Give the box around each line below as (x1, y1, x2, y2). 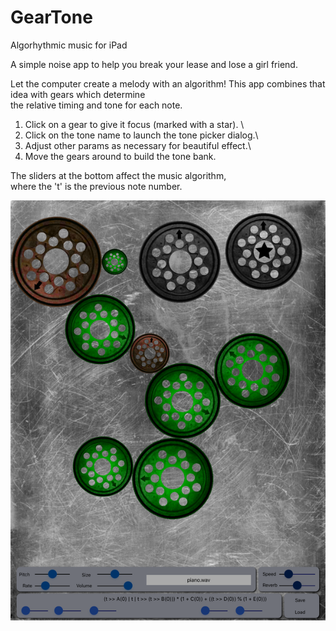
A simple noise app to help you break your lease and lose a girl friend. (10, 58, 298, 70)
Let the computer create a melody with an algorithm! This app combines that (10, 77, 326, 90)
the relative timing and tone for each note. (10, 99, 183, 111)
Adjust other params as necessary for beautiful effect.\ (24, 139, 252, 151)
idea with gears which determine (10, 88, 146, 100)
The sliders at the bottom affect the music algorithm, (10, 169, 227, 181)
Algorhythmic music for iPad (10, 39, 128, 51)
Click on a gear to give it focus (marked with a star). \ (24, 118, 245, 130)
